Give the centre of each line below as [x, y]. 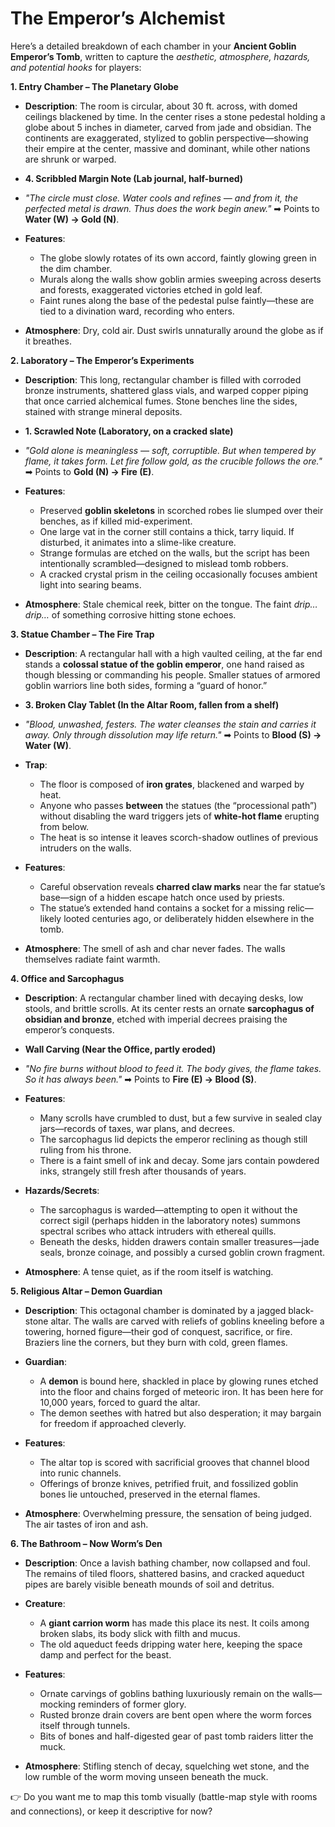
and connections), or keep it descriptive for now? [111, 1811]
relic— [300, 908]
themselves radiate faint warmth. [92, 959]
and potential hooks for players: [76, 67]
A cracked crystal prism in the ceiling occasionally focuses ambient [178, 574]
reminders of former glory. [132, 1704]
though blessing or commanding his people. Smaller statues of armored [172, 674]
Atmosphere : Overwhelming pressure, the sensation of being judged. [168, 1513]
